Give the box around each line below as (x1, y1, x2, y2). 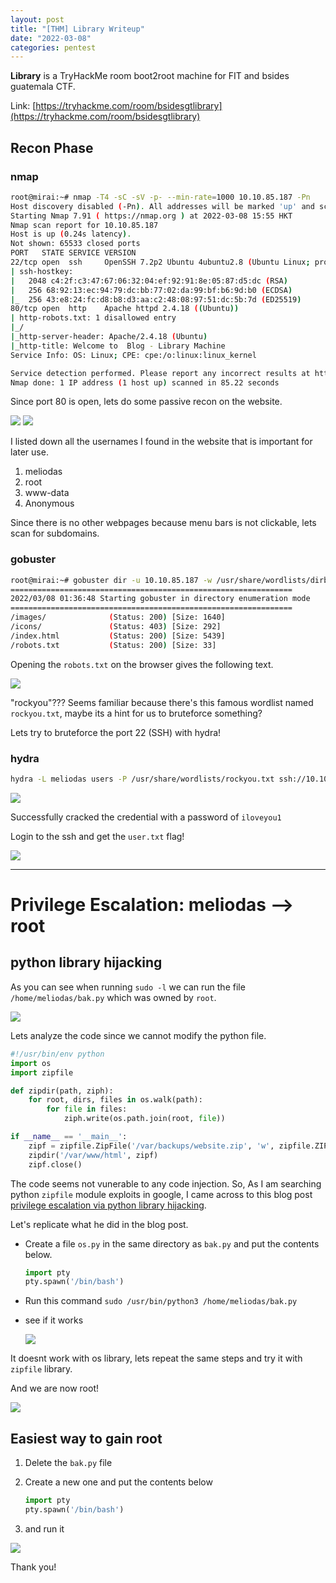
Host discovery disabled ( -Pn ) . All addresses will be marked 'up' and (10, 201, 315, 211)
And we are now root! (10, 1382, 99, 1395)
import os (10, 1058, 52, 1068)
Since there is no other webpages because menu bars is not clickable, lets (10, 517, 317, 529)
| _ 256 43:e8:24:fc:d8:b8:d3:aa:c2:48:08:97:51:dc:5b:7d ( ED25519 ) (10, 294, 302, 305)
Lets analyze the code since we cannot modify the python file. (10, 1029, 267, 1041)
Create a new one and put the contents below (24, 1476, 213, 1488)
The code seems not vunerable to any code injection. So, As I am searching (10, 1177, 322, 1190)
